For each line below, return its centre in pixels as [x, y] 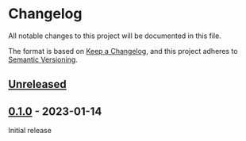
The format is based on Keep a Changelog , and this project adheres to [123, 51]
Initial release [30, 131]
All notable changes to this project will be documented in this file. [115, 36]
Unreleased [38, 84]
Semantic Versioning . [43, 59]
